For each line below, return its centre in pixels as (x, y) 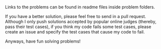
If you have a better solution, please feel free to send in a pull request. (76, 16)
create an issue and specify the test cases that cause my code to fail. (75, 32)
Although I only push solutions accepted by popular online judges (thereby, (81, 22)
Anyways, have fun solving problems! (43, 41)
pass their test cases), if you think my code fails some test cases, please (78, 27)
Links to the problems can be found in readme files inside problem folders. (80, 7)
